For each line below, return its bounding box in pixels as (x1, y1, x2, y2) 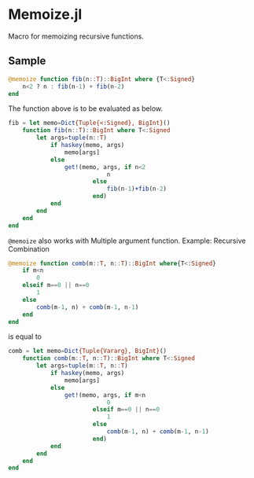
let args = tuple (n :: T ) (36, 134, 108, 142)
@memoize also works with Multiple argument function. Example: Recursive (8, 236, 246, 245)
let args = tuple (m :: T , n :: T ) (36, 362, 128, 370)
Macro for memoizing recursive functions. (8, 31, 144, 41)
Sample (8, 54, 46, 68)
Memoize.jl (8, 6, 83, 24)
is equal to (8, 332, 42, 341)
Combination (8, 244, 50, 253)
